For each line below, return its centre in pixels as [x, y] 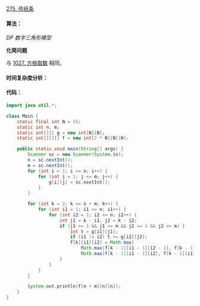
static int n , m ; [38, 127]
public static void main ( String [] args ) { [70, 149]
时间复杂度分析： [27, 78]
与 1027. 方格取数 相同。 [36, 63]
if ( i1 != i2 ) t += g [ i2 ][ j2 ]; [109, 237]
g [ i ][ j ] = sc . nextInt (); [79, 182]
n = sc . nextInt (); [50, 160]
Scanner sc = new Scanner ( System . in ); [76, 154]
